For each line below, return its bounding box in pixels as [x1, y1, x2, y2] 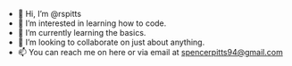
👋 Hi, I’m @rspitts [17, 9, 82, 19]
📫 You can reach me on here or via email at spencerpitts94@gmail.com [17, 47, 283, 57]
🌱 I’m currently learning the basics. [17, 28, 146, 37]
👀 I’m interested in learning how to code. [17, 18, 167, 29]
